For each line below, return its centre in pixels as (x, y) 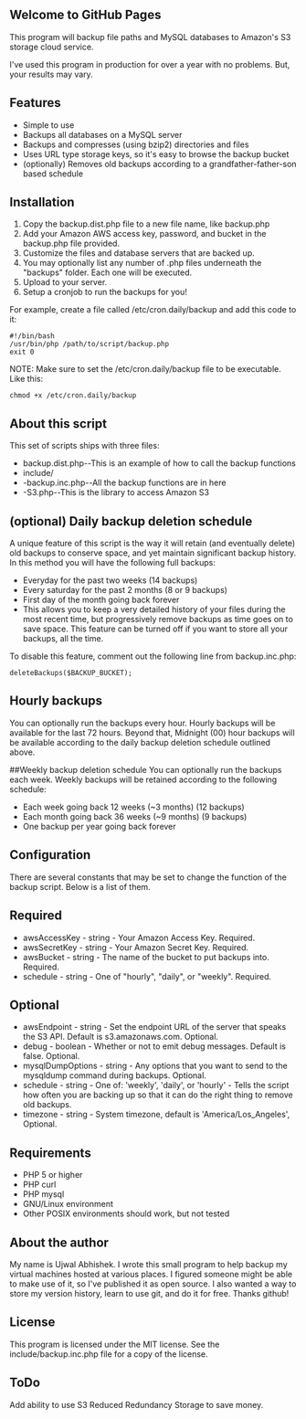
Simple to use (48, 125)
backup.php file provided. (71, 244)
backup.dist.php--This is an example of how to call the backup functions (159, 463)
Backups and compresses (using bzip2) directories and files (136, 144)
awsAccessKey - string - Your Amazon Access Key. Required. (139, 937)
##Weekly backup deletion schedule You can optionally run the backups (146, 769)
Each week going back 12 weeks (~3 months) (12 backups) (133, 807)
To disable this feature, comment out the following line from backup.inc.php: (153, 656)
